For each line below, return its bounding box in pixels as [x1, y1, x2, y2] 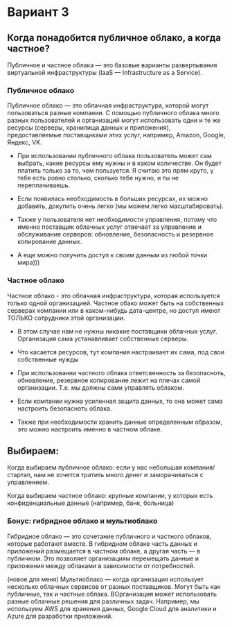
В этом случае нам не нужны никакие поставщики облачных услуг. [17, 327, 217, 335]
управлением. [7, 478, 50, 486]
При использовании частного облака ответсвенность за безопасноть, [17, 368, 226, 377]
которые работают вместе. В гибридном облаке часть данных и [7, 539, 197, 548]
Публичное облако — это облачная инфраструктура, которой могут [7, 101, 209, 110]
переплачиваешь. [17, 181, 71, 189]
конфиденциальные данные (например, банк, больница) [7, 499, 175, 507]
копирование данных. [17, 237, 82, 246]
